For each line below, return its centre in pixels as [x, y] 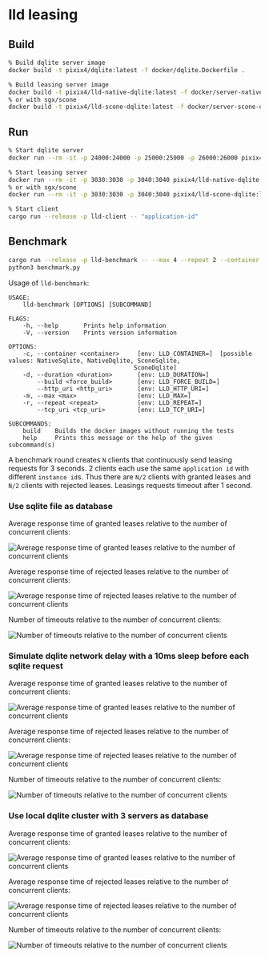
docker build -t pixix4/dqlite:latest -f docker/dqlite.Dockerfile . [127, 70]
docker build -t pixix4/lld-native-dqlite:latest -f [98, 92]
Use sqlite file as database [61, 506]
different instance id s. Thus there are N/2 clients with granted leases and [130, 476]
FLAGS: [19, 318]
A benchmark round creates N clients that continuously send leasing [120, 459]
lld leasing [43, 15]
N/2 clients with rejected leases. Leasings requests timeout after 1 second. [130, 485]
